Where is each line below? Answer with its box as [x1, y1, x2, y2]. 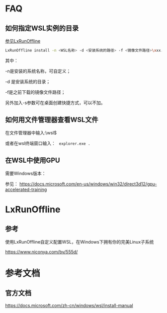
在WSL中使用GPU [5, 156, 61, 165]
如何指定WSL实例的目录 [5, 24, 79, 32]
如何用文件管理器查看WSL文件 [5, 116, 98, 124]
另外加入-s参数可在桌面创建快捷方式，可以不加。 [5, 100, 105, 106]
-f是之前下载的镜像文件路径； [5, 89, 66, 95]
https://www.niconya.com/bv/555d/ [5, 249, 78, 254]
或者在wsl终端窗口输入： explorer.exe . [5, 140, 90, 146]
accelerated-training [5, 187, 47, 192]
